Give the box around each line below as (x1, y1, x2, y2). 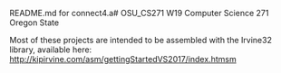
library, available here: (9, 44, 92, 55)
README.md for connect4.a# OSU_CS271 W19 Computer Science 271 (9, 8, 269, 18)
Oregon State (9, 17, 60, 28)
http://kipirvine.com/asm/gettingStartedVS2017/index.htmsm (9, 54, 237, 64)
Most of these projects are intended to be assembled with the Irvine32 (9, 35, 272, 45)
